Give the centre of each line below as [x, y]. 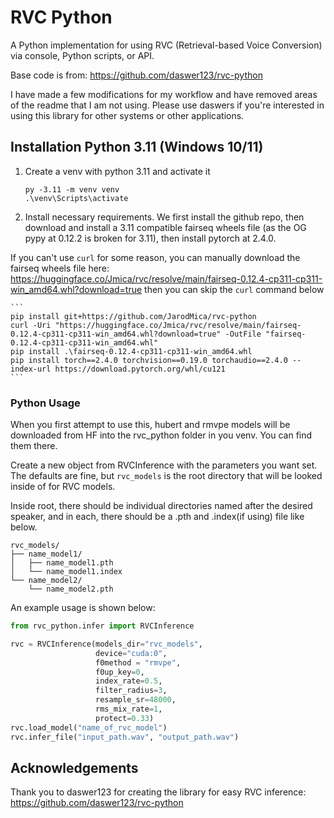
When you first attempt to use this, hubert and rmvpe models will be [150, 425]
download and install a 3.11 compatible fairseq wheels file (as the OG [165, 227]
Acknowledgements [74, 767]
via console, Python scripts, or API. [82, 55]
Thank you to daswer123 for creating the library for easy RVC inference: [158, 792]
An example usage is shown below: [83, 608]
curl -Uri [31, 325]
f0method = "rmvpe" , [138, 662]
